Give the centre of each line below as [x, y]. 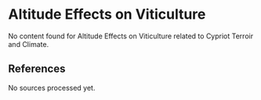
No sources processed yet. [52, 87]
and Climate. [29, 44]
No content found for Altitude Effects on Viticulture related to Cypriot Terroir [130, 36]
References [37, 69]
